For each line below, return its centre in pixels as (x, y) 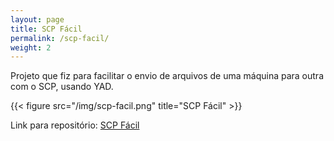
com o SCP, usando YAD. (62, 87)
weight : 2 (31, 47)
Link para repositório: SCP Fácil (75, 125)
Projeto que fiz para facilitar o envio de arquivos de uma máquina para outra (167, 76)
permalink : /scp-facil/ (60, 38)
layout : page (37, 19)
